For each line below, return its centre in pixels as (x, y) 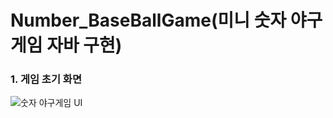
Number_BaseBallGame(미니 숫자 (148, 20)
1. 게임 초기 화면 (46, 79)
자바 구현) (84, 45)
